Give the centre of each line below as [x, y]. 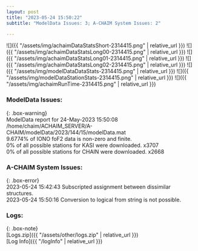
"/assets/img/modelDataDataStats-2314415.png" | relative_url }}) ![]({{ [101, 71]
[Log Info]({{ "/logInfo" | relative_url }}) [54, 241]
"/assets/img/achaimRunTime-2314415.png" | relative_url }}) [81, 84]
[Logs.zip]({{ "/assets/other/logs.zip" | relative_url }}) [72, 235]
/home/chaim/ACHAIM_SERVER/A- [49, 126]
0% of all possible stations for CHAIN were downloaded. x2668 [85, 151]
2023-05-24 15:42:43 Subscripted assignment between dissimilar [89, 187]
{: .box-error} [23, 180]
